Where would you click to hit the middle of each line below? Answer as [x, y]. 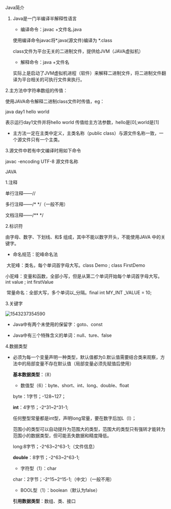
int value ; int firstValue [29, 282]
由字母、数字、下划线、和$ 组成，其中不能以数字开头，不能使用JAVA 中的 [83, 237]
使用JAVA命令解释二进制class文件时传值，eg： [55, 101]
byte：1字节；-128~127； [39, 396]
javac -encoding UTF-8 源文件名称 [42, 161]
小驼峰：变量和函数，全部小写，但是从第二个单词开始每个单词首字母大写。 [84, 276]
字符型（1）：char [38, 468]
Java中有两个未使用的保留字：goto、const [58, 324]
